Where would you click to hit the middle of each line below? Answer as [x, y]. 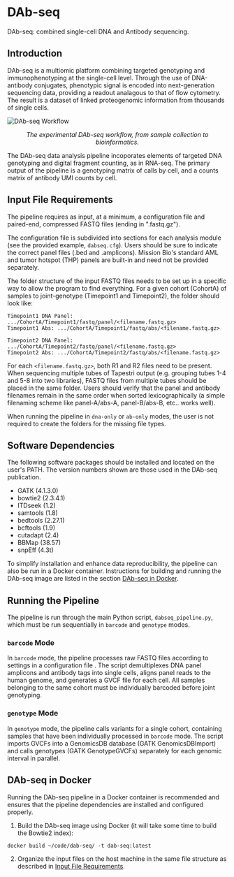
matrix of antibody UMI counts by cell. [62, 177]
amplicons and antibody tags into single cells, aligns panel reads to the [109, 673]
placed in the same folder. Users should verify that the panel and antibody [114, 388]
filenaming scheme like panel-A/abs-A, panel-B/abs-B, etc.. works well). [111, 403]
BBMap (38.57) [39, 543]
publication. [24, 477]
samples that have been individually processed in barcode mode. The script [115, 736]
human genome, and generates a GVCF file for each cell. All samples [106, 680]
